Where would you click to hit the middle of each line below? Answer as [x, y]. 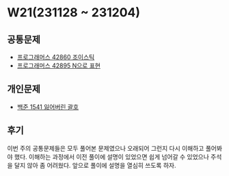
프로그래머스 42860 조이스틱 [56, 57]
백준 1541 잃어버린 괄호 [48, 106]
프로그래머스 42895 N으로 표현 [59, 65]
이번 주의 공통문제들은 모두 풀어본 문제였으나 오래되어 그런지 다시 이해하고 [106, 148]
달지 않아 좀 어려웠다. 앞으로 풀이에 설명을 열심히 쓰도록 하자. [95, 165]
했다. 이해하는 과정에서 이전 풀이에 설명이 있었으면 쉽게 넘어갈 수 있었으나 [112, 157]
